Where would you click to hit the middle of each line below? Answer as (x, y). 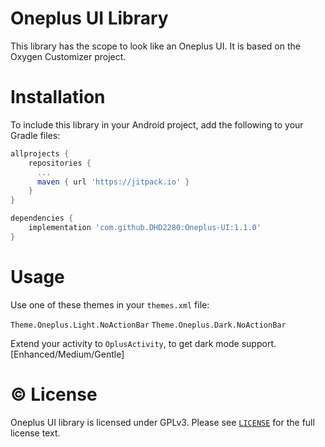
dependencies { (42, 218)
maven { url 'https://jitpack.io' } (113, 182)
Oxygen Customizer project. (68, 56)
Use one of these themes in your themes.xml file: (110, 304)
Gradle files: (35, 135)
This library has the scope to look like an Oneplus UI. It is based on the (155, 46)
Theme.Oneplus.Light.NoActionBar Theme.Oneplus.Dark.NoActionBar (148, 325)
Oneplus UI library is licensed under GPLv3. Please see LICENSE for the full (162, 422)
